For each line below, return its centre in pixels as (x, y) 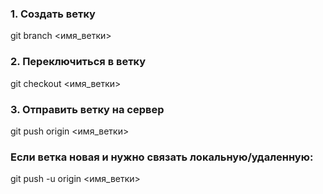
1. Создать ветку (53, 14)
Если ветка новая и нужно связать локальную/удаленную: (162, 157)
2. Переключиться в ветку (78, 62)
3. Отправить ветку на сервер (87, 109)
